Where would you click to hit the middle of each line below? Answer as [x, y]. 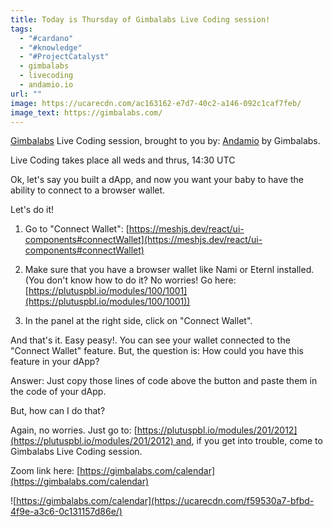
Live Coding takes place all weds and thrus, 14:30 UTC [123, 160]
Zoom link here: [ [45, 471]
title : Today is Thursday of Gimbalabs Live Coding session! [140, 19]
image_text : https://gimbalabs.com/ [86, 112]
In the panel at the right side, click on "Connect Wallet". [138, 321]
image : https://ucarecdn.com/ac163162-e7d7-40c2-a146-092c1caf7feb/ [156, 103]
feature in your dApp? [55, 362]
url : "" [26, 94]
